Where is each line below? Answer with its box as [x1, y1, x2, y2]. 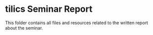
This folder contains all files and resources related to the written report [5, 20, 149, 26]
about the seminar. [5, 25, 43, 31]
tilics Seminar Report [5, 3, 92, 15]
